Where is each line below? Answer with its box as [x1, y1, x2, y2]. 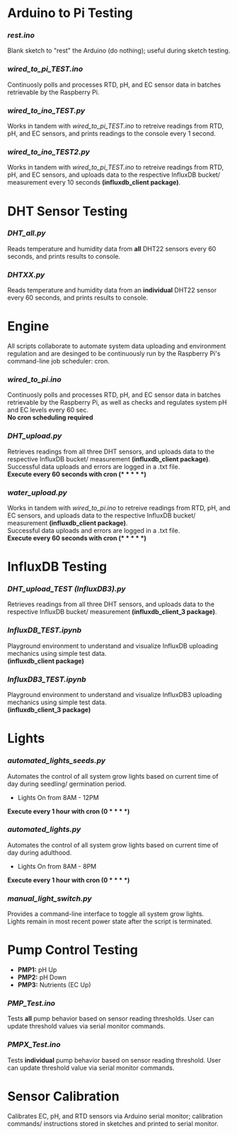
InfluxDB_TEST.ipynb [7, 625, 82, 635]
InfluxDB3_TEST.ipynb [7, 674, 86, 684]
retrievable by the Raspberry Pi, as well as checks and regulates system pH [7, 398, 228, 407]
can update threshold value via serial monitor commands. [7, 1063, 175, 1072]
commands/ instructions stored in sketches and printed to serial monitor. [7, 1119, 219, 1128]
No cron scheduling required [7, 413, 93, 422]
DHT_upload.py [7, 431, 62, 441]
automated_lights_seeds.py [7, 756, 106, 766]
